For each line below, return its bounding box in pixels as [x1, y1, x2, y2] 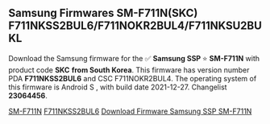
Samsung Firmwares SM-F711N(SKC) [8, 6, 198, 20]
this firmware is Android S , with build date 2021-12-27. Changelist [8, 82, 227, 92]
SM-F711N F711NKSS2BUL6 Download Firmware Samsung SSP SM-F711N [8, 106, 252, 116]
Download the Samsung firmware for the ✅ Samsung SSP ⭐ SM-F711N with [8, 53, 260, 63]
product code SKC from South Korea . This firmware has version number [8, 64, 250, 75]
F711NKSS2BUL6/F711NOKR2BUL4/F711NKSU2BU [8, 19, 262, 33]
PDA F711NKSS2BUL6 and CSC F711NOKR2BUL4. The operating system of [8, 73, 257, 83]
